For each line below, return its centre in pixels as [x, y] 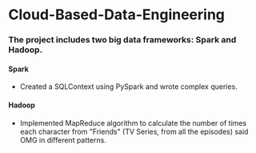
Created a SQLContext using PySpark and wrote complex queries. [128, 87]
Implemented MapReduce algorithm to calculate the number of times [133, 123]
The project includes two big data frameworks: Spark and [122, 40]
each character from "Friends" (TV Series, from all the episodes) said [134, 131]
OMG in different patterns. [63, 140]
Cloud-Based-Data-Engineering [117, 15]
